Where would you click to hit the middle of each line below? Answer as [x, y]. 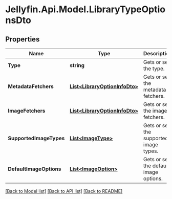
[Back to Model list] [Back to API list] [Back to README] [64, 191]
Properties [23, 39]
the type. [154, 69]
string [77, 65]
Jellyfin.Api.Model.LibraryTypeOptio [85, 9]
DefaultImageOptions [35, 169]
